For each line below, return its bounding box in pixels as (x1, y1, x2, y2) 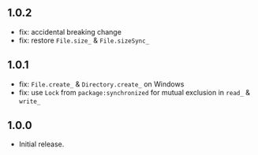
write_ (18, 98, 41, 105)
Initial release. (18, 139, 65, 149)
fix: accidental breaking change (18, 27, 122, 36)
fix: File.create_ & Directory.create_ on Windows (18, 79, 185, 89)
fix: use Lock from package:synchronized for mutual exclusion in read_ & (18, 87, 250, 97)
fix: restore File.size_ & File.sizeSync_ (18, 35, 150, 45)
